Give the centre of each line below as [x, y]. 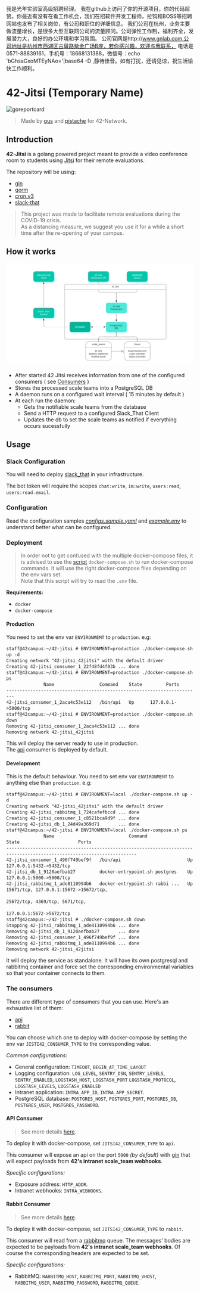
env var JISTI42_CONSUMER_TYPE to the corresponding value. [79, 1043]
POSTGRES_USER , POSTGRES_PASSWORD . [57, 1105]
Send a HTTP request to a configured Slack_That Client [91, 413]
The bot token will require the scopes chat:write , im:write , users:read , [93, 486]
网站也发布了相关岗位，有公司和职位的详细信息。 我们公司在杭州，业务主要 [98, 24]
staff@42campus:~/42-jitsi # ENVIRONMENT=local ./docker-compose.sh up [97, 794]
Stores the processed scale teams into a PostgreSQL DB [84, 388]
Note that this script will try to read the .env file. [79, 580]
